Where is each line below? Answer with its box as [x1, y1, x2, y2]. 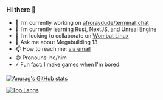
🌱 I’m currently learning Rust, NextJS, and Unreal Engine [15, 25, 157, 33]
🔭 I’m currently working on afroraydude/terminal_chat [15, 19, 149, 27]
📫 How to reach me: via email [15, 45, 91, 53]
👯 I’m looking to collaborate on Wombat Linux [15, 32, 129, 39]
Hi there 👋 [6, 5, 36, 14]
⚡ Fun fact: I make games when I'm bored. [15, 61, 122, 68]
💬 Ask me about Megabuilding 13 [15, 39, 98, 46]
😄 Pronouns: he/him [15, 54, 67, 61]
